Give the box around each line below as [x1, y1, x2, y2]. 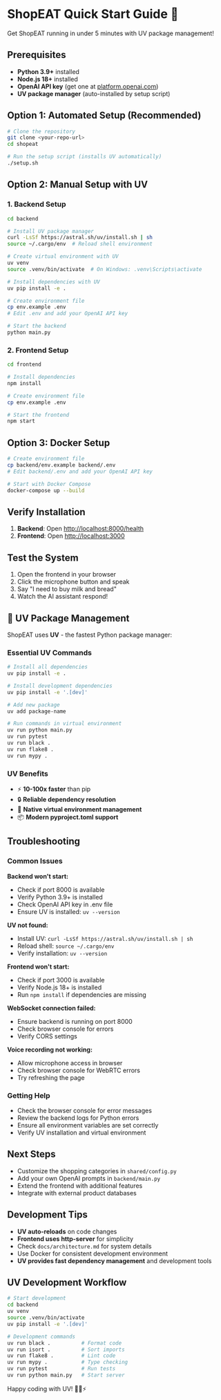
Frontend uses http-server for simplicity [17, 1234, 133, 1243]
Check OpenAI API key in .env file [17, 900, 113, 908]
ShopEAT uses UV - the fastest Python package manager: [7, 631, 173, 639]
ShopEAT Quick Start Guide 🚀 [7, 6, 179, 22]
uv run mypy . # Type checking [7, 1359, 128, 1366]
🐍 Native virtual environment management [17, 805, 142, 814]
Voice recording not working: [7, 1045, 93, 1054]
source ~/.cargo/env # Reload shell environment [7, 241, 153, 248]
